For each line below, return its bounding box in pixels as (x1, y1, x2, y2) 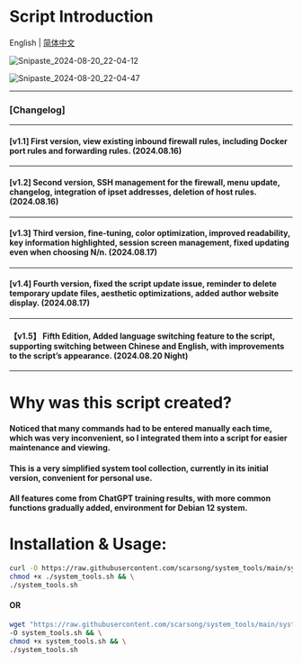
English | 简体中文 (9, 37, 75, 48)
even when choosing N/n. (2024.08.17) (9, 247, 158, 258)
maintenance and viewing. (9, 442, 111, 453)
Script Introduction (9, 6, 154, 27)
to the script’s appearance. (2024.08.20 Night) (9, 350, 189, 361)
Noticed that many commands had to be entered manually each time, (9, 423, 272, 434)
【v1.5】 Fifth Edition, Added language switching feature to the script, (9, 331, 276, 341)
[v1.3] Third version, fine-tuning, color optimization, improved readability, (9, 228, 290, 239)
